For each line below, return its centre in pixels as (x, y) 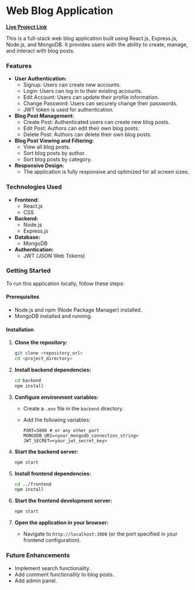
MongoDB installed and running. (53, 316)
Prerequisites (23, 297)
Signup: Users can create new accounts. (72, 85)
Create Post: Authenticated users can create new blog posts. (97, 122)
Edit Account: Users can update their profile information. (91, 97)
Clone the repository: (41, 343)
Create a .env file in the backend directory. (73, 408)
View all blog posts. (47, 147)
